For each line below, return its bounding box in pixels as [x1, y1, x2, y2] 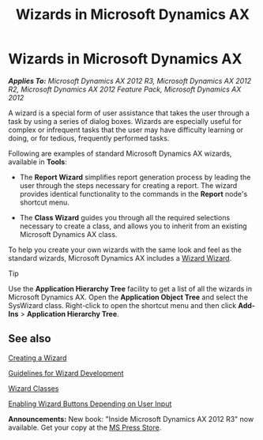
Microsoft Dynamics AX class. [19, 229, 118, 239]
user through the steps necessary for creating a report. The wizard [19, 180, 238, 190]
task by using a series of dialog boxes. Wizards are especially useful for [8, 116, 242, 126]
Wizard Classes [8, 383, 59, 393]
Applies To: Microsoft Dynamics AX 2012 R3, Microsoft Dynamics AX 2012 [8, 76, 252, 85]
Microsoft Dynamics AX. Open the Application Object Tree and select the [8, 292, 249, 302]
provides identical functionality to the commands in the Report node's [19, 189, 248, 198]
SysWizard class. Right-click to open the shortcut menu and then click [8, 300, 237, 310]
